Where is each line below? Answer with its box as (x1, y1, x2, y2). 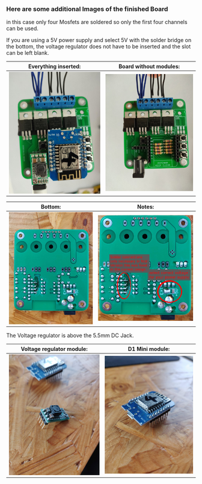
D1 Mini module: (128, 345, 170, 352)
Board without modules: (118, 63, 180, 70)
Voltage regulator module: (20, 345, 88, 352)
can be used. (6, 25, 39, 32)
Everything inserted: (28, 63, 81, 70)
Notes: (137, 203, 155, 210)
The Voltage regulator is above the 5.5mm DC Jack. (6, 332, 134, 339)
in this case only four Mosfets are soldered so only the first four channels (6, 19, 188, 26)
